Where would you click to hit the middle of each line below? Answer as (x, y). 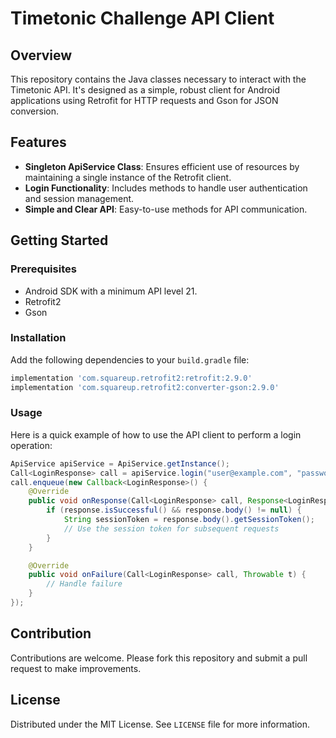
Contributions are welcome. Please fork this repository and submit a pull (159, 658)
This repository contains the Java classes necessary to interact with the (158, 79)
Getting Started (59, 240)
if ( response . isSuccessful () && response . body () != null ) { (174, 510)
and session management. (79, 198)
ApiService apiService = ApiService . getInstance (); (120, 463)
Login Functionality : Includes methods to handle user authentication (166, 188)
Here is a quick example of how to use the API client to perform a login (156, 434)
